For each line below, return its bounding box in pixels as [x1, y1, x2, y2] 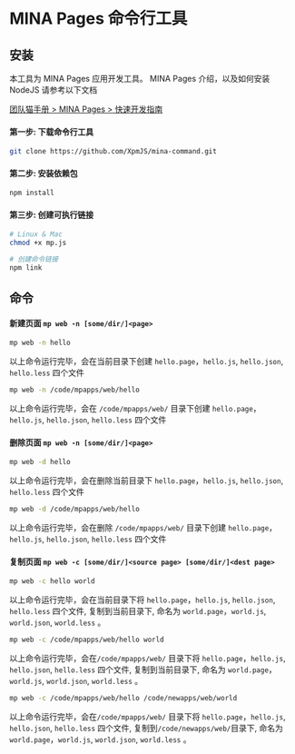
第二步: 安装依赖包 [9, 167, 78, 178]
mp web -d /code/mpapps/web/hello [9, 505, 141, 514]
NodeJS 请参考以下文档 [9, 84, 98, 95]
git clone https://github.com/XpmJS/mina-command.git [9, 147, 218, 156]
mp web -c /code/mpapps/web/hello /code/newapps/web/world [9, 694, 238, 703]
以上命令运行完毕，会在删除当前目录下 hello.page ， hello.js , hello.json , [9, 475, 284, 486]
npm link [9, 263, 43, 273]
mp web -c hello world [9, 577, 95, 586]
